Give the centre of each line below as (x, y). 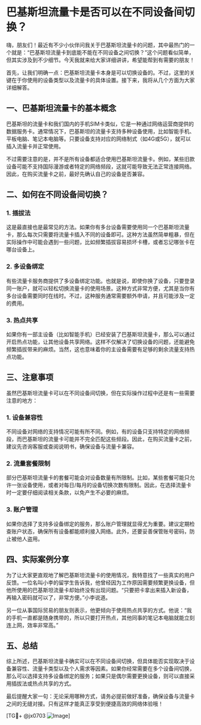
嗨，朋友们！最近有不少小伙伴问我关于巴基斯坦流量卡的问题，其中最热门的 (98, 45)
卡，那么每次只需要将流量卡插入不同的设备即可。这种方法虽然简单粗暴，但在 (100, 234)
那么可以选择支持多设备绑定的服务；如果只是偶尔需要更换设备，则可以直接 (98, 676)
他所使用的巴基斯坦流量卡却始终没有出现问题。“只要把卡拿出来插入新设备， (99, 590)
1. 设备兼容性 (25, 418)
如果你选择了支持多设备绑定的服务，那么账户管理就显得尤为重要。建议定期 (98, 523)
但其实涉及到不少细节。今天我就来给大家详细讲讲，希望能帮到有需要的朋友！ (100, 60)
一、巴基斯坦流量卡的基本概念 (61, 108)
